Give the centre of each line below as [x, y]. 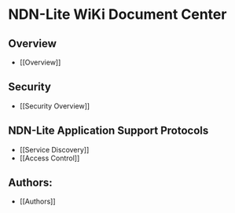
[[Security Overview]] [55, 106]
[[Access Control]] [50, 158]
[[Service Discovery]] [54, 149]
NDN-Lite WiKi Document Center [117, 15]
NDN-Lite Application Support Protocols [108, 131]
